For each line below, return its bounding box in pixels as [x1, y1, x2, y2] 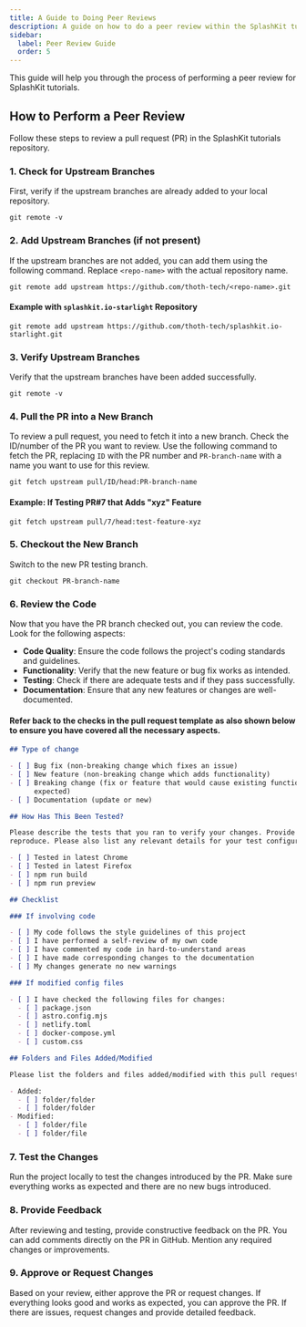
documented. [22, 694, 73, 705]
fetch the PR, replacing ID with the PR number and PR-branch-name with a [9, 451, 282, 461]
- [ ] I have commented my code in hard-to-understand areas [9, 945, 247, 954]
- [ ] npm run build [9, 870, 88, 879]
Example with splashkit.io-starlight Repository [9, 302, 198, 313]
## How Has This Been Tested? [9, 812, 125, 821]
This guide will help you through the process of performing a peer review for [9, 72, 296, 83]
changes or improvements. [9, 1244, 110, 1255]
